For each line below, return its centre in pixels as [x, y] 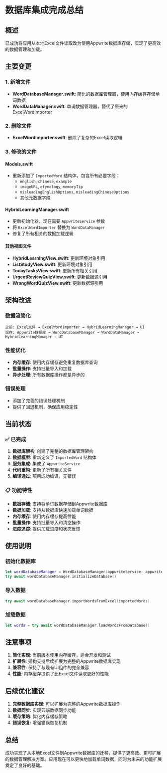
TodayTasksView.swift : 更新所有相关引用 [55, 270]
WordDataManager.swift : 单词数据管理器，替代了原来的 [70, 106]
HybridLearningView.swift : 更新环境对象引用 [59, 258]
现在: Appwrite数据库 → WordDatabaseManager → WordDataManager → [72, 333]
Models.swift [19, 164]
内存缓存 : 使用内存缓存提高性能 [44, 516]
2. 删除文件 [18, 126]
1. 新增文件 [18, 82]
